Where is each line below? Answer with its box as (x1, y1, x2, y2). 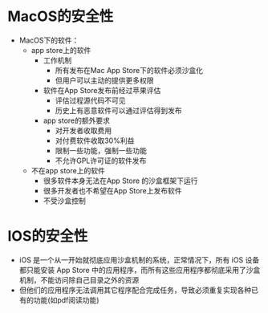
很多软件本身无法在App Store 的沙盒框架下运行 (43, 176, 198, 185)
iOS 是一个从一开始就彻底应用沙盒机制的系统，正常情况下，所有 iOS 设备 (18, 254, 260, 265)
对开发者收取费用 (55, 125, 112, 135)
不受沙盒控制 (43, 196, 86, 205)
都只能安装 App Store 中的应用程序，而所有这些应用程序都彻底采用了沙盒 (18, 265, 261, 274)
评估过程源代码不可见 (55, 96, 126, 105)
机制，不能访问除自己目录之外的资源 (18, 274, 140, 285)
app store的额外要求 (43, 116, 110, 125)
